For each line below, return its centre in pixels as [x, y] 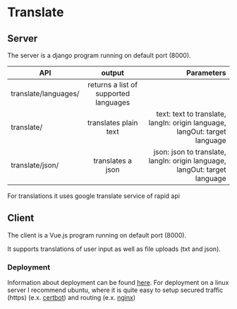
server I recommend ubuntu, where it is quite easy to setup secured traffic [115, 290]
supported [113, 94]
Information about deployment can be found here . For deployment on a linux [118, 283]
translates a [113, 161]
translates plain [113, 123]
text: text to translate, [191, 114]
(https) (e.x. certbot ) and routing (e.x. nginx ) [72, 298]
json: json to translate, [190, 152]
